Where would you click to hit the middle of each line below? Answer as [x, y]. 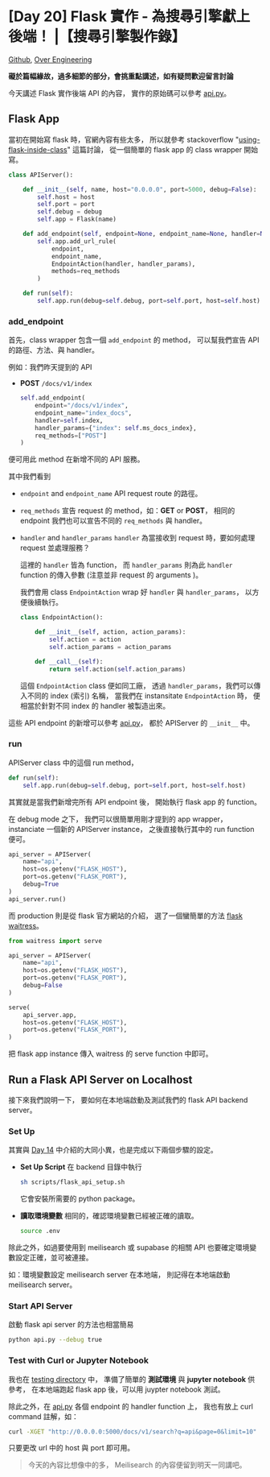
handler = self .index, [69, 420]
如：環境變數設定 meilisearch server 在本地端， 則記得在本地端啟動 [119, 1275]
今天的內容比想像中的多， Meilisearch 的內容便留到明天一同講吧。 [137, 1465]
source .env [40, 1231]
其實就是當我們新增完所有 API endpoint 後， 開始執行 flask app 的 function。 [135, 801]
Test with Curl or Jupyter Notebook [78, 1360]
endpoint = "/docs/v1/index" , [82, 406]
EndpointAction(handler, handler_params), [123, 264]
